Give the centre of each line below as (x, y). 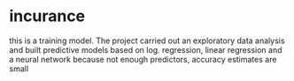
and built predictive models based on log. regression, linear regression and (146, 49)
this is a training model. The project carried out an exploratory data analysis (147, 40)
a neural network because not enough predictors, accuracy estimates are (143, 59)
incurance (47, 16)
